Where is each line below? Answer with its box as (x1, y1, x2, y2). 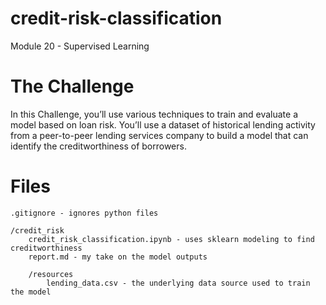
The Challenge (10, 75, 135, 98)
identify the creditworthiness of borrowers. (10, 140, 187, 152)
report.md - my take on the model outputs (28, 252, 208, 262)
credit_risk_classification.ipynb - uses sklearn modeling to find (28, 234, 315, 244)
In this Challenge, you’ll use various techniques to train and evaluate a (10, 108, 299, 120)
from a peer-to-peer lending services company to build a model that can (10, 129, 309, 141)
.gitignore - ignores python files (10, 208, 159, 218)
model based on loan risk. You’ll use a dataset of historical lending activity (10, 118, 316, 131)
